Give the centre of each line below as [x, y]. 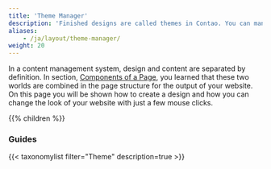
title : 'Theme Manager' [48, 16]
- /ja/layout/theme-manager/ [72, 38]
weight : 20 [27, 46]
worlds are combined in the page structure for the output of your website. [131, 86]
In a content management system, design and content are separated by [127, 68]
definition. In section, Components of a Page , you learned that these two [129, 77]
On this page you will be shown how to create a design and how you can [129, 94]
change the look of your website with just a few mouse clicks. [111, 103]
